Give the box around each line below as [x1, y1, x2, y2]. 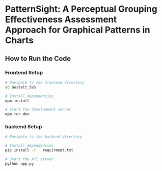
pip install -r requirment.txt [5, 148, 74, 153]
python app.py [5, 161, 34, 166]
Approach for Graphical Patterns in [5, 25, 151, 35]
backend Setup [5, 123, 42, 130]
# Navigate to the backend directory [5, 134, 82, 140]
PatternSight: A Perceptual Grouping [5, 3, 158, 15]
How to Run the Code [5, 54, 71, 62]
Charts [5, 35, 34, 46]
